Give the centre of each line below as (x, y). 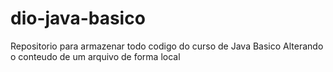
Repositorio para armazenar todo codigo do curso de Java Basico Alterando (167, 46)
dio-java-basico (78, 18)
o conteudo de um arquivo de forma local (95, 56)
